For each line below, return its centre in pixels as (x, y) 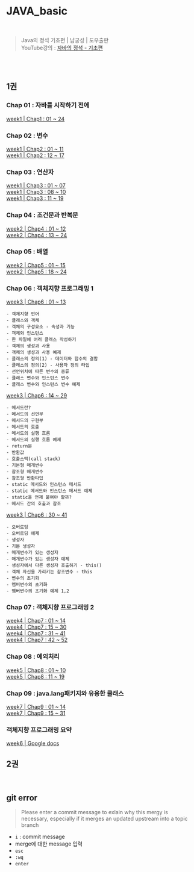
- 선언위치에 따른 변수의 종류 (38, 372)
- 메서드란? (19, 408)
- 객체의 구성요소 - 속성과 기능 (41, 327)
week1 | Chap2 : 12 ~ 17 (35, 155)
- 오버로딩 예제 (23, 534)
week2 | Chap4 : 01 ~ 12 (36, 229)
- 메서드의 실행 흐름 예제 (34, 440)
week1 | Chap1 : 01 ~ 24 (36, 119)
